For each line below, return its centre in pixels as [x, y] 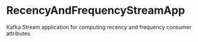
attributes [18, 33]
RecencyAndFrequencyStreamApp [96, 10]
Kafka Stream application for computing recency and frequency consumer [99, 27]
